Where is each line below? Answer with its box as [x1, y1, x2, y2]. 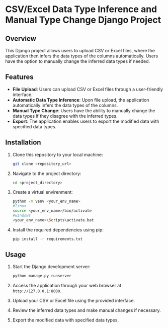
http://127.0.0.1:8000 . [12, 288, 62, 294]
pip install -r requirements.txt [12, 236, 83, 241]
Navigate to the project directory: [12, 170, 81, 177]
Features [5, 73, 34, 81]
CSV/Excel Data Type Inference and [5, 4, 157, 15]
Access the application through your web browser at [12, 283, 122, 289]
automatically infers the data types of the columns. [12, 102, 118, 108]
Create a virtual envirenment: [12, 189, 73, 195]
